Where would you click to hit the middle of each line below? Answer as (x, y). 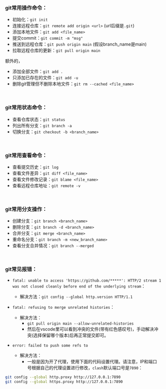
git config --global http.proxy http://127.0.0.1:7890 (63, 377)
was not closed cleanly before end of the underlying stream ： (79, 286)
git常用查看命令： (26, 155)
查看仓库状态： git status (39, 119)
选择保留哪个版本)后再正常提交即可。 (71, 336)
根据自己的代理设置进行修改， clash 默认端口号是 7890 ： (87, 368)
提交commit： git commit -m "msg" (48, 38)
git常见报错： (21, 269)
